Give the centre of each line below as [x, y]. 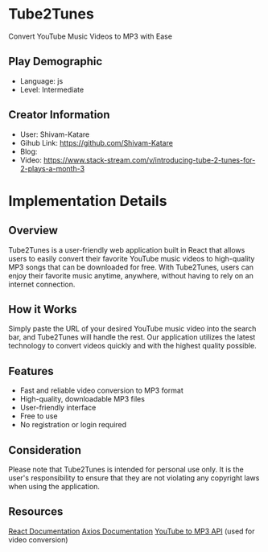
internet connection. [42, 284]
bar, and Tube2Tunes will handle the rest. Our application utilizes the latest [132, 337]
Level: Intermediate [52, 89]
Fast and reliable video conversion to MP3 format [101, 390]
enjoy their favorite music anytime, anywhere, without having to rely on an [131, 275]
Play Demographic [56, 62]
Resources [36, 512]
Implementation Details [88, 201]
